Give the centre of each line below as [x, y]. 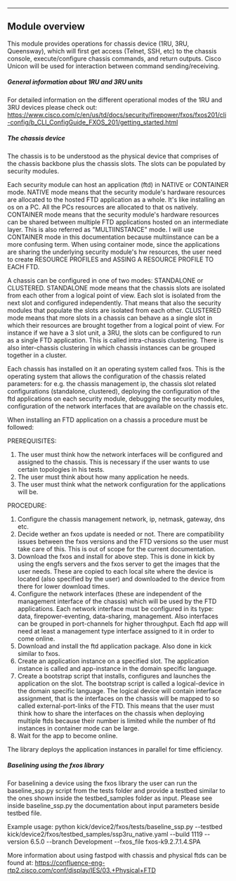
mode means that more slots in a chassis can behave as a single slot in [110, 318]
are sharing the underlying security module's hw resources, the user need [114, 252]
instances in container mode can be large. [78, 728]
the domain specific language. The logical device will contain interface [119, 690]
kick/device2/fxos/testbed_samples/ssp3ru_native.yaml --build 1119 [105, 834]
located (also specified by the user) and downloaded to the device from [121, 579]
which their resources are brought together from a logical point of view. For [116, 325]
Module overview [46, 26]
